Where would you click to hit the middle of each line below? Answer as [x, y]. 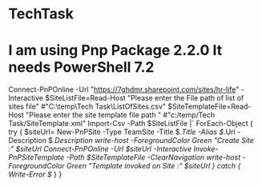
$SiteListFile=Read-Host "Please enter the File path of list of [145, 98]
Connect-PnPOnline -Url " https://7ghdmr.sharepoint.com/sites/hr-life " [124, 89]
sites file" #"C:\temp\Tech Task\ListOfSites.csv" [87, 107]
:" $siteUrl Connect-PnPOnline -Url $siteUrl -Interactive [100, 149]
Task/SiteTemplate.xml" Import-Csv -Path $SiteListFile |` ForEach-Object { [131, 124]
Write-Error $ [30, 174]
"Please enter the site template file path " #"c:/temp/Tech [120, 115]
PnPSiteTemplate [36, 157]
